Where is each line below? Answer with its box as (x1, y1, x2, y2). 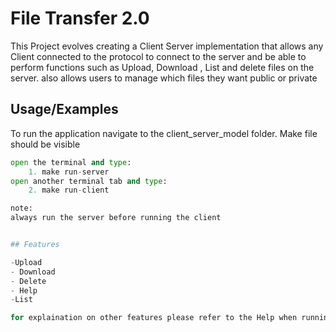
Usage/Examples (10, 101, 119, 118)
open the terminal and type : (10, 157, 132, 167)
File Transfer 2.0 (10, 7, 150, 30)
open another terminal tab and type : (10, 176, 168, 186)
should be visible (10, 138, 81, 150)
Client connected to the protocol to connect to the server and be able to (10, 50, 307, 62)
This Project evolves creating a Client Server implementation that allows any (10, 40, 324, 52)
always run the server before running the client (10, 213, 222, 223)
